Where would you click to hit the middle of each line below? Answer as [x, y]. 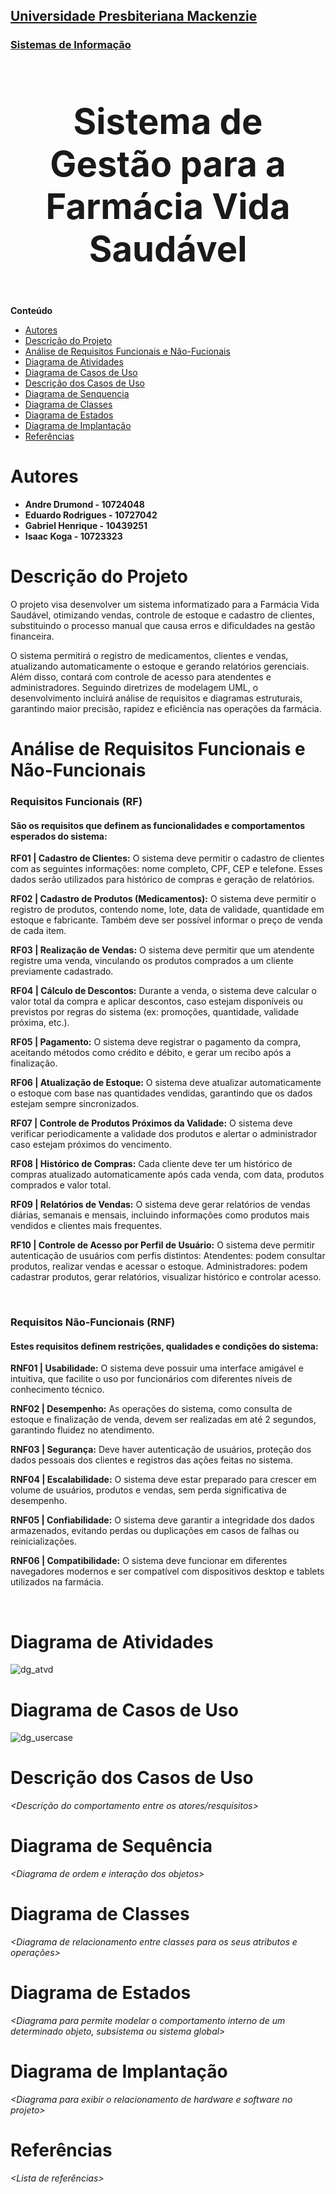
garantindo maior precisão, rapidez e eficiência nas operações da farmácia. [166, 708]
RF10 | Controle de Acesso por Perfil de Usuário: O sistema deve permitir [162, 1245]
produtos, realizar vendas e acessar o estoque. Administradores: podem [159, 1266]
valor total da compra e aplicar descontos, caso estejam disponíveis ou [156, 1001]
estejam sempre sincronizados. [75, 1104]
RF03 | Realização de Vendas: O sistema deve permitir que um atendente [162, 950]
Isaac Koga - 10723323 [73, 536]
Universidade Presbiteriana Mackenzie [134, 16]
